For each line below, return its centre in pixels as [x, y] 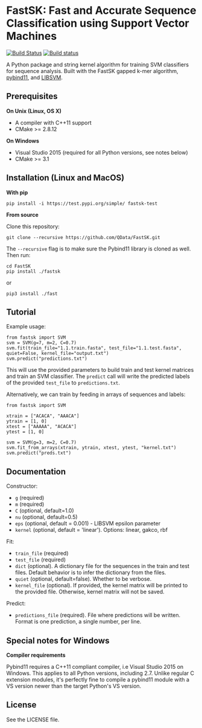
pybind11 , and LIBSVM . [35, 77]
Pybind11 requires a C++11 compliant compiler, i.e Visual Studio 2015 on [95, 667]
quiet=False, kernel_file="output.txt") [58, 354]
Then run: [18, 255]
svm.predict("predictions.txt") [47, 359]
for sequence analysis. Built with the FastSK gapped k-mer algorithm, [92, 71]
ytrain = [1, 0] [27, 421]
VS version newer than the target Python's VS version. [74, 686]
